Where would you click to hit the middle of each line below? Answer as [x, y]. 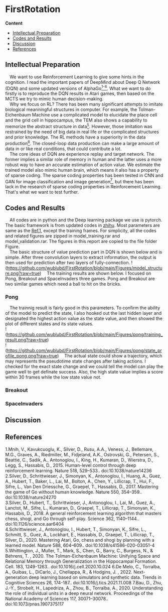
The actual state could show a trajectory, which [113, 356]
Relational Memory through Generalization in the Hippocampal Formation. [81, 561]
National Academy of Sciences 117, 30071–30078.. [57, 598]
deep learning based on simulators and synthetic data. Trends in [95, 577]
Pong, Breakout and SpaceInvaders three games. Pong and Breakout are [80, 279]
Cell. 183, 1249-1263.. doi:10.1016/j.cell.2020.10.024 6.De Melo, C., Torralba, [83, 566]
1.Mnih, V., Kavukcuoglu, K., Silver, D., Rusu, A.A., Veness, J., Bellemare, [79, 449]
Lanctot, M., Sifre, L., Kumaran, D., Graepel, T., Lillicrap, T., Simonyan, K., [80, 508]
